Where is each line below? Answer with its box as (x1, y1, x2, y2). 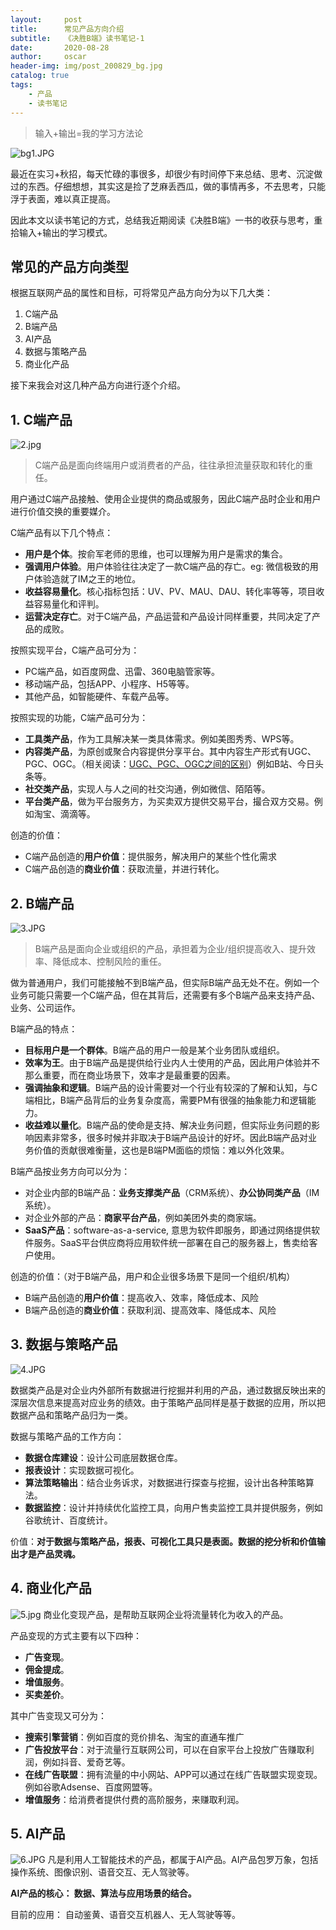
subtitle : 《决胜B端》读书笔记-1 (10, 33, 145, 43)
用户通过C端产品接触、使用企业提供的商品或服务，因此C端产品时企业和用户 (10, 493, 322, 505)
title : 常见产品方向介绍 (10, 24, 125, 34)
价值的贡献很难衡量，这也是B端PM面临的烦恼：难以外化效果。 (33, 1144, 290, 1156)
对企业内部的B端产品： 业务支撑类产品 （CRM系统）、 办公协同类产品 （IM (24, 1186, 320, 1198)
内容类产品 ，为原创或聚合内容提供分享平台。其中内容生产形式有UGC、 (24, 746, 317, 758)
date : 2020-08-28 (10, 42, 110, 53)
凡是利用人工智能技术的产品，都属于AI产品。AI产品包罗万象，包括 (47, 1854, 319, 1866)
